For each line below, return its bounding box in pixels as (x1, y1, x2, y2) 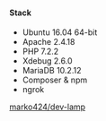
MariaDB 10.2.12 (22, 65, 82, 76)
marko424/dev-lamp (9, 101, 86, 112)
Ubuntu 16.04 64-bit (22, 27, 98, 38)
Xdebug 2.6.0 (22, 56, 73, 66)
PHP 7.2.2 (22, 46, 59, 57)
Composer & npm (22, 74, 88, 85)
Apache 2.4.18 (22, 37, 75, 48)
